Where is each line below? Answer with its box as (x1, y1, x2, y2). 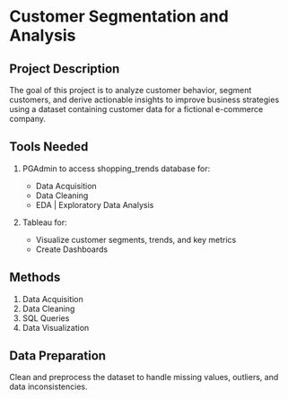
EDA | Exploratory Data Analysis (35, 199, 154, 210)
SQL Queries (22, 312, 70, 324)
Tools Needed (9, 139, 89, 154)
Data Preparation (9, 348, 106, 364)
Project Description (9, 61, 120, 76)
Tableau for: (22, 217, 67, 228)
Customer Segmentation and (9, 6, 229, 27)
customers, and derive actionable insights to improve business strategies (9, 94, 280, 105)
